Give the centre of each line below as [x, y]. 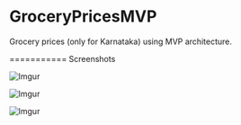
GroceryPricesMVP [83, 17]
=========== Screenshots [62, 58]
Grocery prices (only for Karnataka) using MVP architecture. [120, 41]
